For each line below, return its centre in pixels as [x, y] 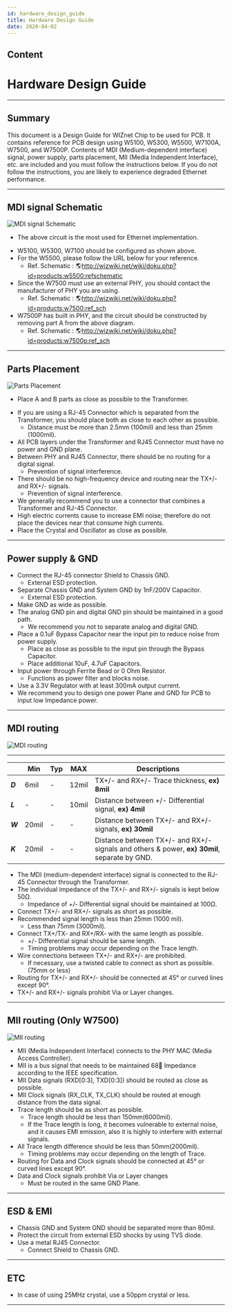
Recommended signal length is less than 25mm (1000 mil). [100, 919]
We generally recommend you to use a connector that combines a [111, 501]
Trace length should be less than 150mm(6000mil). [100, 1117]
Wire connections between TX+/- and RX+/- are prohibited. [101, 955]
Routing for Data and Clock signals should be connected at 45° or [111, 1161]
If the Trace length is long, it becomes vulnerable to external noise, [123, 1124]
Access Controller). [45, 1058]
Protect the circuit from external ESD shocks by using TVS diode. [110, 1235]
